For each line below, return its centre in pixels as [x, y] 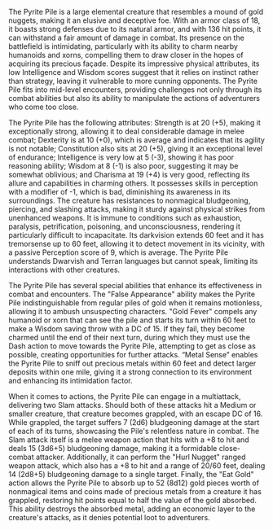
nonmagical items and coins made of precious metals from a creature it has [135, 491]
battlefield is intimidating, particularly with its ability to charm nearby [123, 46]
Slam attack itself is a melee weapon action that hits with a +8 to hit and [129, 440]
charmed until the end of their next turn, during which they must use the [130, 337]
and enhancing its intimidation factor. [70, 381]
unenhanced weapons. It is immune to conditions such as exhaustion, [125, 218]
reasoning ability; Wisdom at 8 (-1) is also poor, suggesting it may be [123, 166]
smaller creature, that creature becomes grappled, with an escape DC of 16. [136, 414]
